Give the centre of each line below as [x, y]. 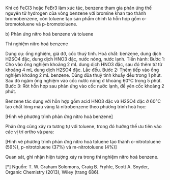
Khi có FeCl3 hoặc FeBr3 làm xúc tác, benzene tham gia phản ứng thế [78, 8]
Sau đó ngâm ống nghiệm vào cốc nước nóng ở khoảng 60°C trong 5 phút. [83, 81]
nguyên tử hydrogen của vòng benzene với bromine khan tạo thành [76, 13]
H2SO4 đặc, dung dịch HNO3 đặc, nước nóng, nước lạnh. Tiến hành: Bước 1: [85, 59]
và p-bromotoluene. [56, 24]
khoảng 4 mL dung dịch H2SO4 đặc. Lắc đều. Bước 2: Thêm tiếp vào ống [82, 70]
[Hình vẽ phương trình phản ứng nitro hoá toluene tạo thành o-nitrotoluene [83, 142]
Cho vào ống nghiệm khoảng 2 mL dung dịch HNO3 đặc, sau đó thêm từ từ [84, 64]
